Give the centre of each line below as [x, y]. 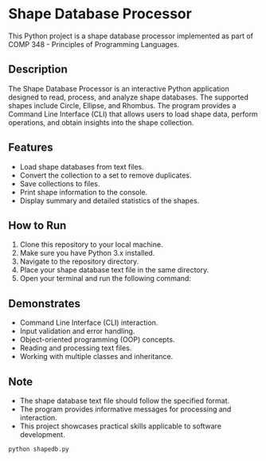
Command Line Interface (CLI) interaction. [89, 322]
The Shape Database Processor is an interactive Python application [119, 88]
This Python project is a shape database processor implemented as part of [131, 36]
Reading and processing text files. [76, 348]
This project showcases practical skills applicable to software [120, 426]
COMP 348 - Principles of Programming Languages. [94, 44]
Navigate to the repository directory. [79, 262]
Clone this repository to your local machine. [91, 244]
